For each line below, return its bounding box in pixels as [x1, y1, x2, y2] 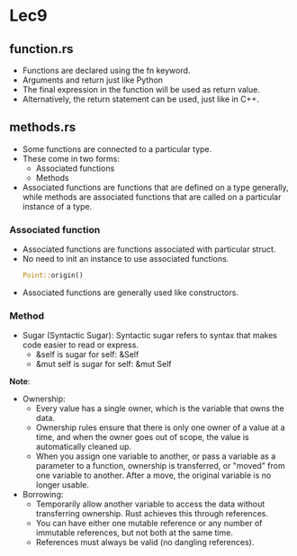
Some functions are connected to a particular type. [22, 143, 212, 154]
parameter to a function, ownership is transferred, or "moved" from [35, 461, 285, 471]
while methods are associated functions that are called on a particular [22, 191, 282, 202]
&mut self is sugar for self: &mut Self [35, 359, 173, 370]
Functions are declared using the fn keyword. [22, 65, 191, 76]
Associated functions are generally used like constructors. [22, 287, 238, 298]
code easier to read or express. [22, 339, 139, 351]
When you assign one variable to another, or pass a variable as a [35, 451, 276, 462]
